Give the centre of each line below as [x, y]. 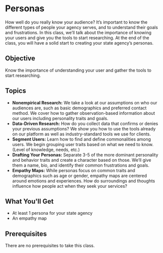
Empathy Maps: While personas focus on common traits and [74, 170]
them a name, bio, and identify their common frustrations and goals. [81, 165]
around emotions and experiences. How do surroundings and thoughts [83, 181]
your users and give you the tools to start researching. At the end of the [77, 38]
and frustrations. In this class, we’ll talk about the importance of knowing [78, 32]
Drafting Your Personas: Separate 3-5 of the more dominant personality [85, 154]
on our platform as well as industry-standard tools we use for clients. [81, 134]
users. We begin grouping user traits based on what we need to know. [83, 144]
